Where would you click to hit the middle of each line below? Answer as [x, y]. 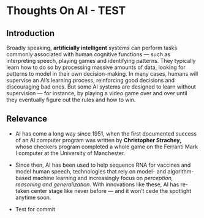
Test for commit [35, 209]
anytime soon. [33, 197]
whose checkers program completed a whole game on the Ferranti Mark [106, 147]
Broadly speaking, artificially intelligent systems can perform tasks [92, 48]
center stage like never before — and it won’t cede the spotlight [111, 191]
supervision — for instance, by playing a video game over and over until [97, 93]
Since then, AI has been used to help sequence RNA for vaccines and [103, 165]
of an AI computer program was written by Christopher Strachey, [98, 140]
